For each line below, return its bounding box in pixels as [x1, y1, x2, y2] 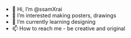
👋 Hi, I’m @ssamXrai [11, 6, 62, 12]
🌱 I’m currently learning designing [11, 18, 96, 25]
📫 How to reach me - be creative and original [11, 25, 126, 32]
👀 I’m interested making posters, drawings [11, 12, 117, 19]
